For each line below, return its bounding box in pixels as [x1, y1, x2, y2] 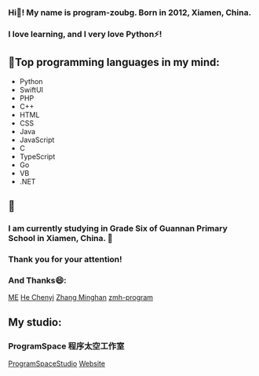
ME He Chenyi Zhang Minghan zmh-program [8, 293, 154, 302]
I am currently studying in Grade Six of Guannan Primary [8, 223, 228, 234]
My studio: [8, 316, 62, 329]
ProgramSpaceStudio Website [8, 359, 106, 368]
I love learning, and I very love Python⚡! [8, 28, 162, 39]
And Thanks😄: [8, 275, 67, 286]
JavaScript [19, 135, 55, 144]
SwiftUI [19, 85, 44, 94]
